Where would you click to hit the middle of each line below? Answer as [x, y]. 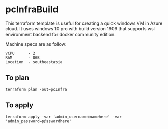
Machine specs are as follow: [36, 44]
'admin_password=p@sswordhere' [38, 121]
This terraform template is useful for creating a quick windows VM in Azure [84, 23]
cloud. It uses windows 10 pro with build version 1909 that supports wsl [80, 28]
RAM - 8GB [22, 58]
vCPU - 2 [20, 53]
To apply [19, 105]
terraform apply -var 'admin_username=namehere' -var [64, 117]
